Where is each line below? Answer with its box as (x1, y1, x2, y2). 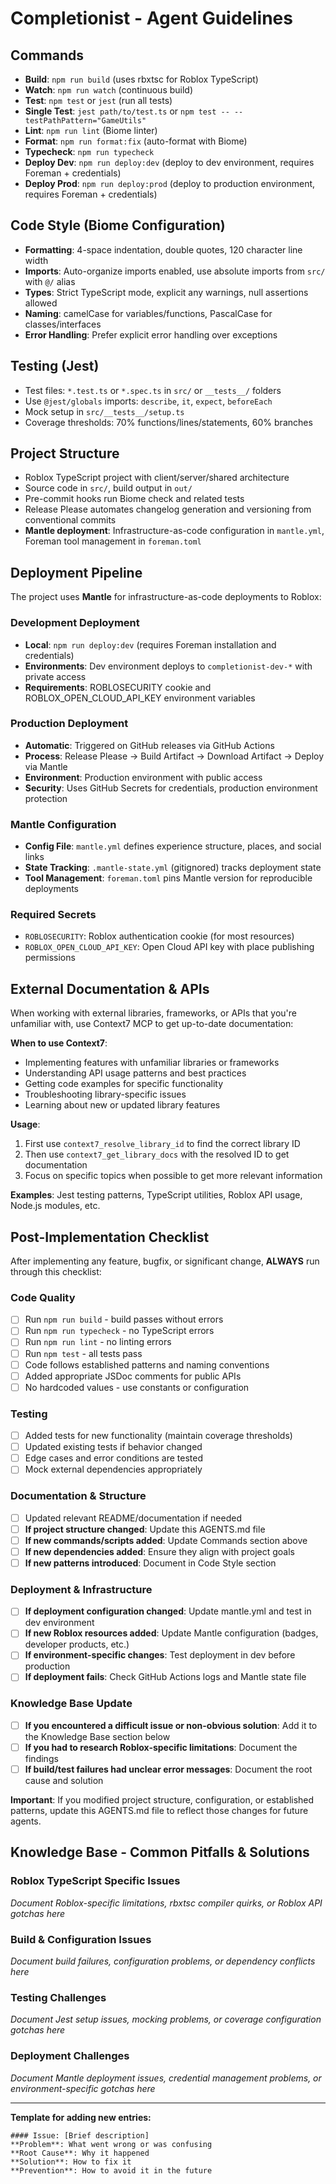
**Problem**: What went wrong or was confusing (10, 2139, 213, 2149)
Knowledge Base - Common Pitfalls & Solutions (10, 1844, 310, 1861)
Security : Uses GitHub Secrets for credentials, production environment (24, 782, 318, 794)
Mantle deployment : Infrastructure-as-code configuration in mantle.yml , (24, 525, 325, 537)
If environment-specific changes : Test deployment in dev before (24, 1649, 296, 1661)
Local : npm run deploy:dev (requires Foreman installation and (24, 638, 277, 651)
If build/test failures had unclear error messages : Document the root (24, 1763, 313, 1775)
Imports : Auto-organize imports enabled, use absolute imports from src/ (24, 265, 326, 277)
